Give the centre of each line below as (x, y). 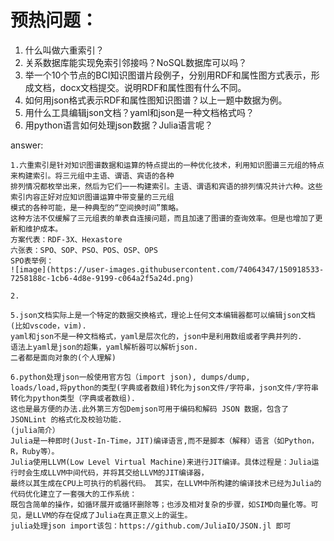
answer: (27, 145)
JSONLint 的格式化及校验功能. (66, 419)
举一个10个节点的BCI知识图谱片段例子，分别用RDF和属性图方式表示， (168, 75)
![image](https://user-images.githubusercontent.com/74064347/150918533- (167, 269)
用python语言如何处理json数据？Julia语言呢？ (119, 125)
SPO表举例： (32, 261)
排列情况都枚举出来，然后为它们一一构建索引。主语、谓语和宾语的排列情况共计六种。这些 (166, 186)
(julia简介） (35, 430)
